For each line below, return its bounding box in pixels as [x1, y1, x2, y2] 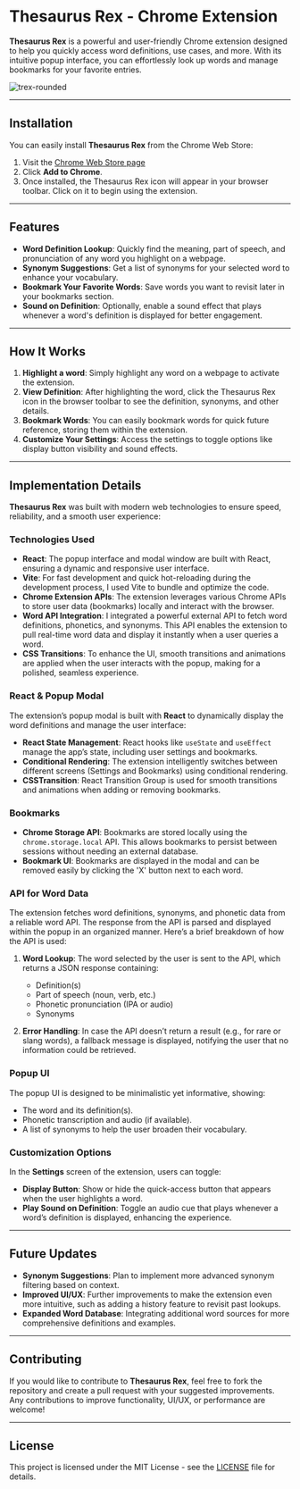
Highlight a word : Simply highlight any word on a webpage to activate [21, 368, 279, 379]
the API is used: [9, 936, 67, 947]
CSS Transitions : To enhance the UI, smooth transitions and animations [21, 648, 286, 659]
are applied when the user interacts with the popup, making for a [21, 658, 261, 669]
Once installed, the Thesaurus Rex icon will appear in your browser [21, 176, 270, 187]
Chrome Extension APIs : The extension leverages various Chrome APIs [21, 591, 287, 602]
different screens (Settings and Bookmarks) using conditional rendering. [21, 765, 288, 776]
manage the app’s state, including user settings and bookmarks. [21, 746, 258, 757]
